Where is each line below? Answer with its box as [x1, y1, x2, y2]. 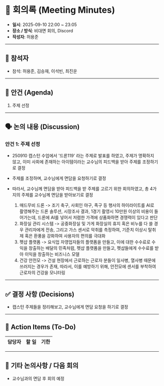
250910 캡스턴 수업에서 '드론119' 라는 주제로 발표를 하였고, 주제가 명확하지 [12, 153, 155, 159]
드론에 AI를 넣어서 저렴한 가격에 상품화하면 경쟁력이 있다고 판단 [38, 215, 158, 220]
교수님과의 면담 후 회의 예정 [12, 375, 65, 381]
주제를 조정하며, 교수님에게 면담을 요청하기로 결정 [12, 175, 106, 181]
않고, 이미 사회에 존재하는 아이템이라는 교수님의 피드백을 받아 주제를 [12, 159, 142, 165]
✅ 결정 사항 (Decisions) [5, 290, 75, 298]
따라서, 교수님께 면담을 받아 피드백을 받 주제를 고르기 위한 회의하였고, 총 [12, 186, 149, 192]
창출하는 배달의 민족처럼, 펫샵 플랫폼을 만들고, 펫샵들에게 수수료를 [28, 245, 154, 251]
